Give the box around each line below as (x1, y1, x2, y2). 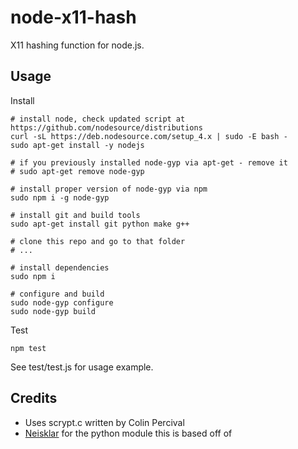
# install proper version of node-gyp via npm (10, 184, 208, 194)
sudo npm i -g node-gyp (10, 192, 110, 203)
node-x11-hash (10, 6, 137, 29)
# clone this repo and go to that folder (10, 236, 186, 246)
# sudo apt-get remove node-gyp (10, 166, 145, 176)
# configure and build (10, 289, 105, 299)
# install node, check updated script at (10, 114, 186, 124)
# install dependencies (10, 262, 110, 273)
